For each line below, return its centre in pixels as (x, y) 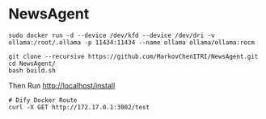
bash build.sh (32, 70)
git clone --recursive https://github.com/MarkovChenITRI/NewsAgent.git (133, 56)
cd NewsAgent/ (32, 64)
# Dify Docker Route (43, 100)
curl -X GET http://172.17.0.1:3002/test (79, 107)
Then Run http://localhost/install (62, 85)
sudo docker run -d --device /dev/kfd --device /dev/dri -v (112, 35)
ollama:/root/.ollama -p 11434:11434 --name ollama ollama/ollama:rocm (131, 42)
